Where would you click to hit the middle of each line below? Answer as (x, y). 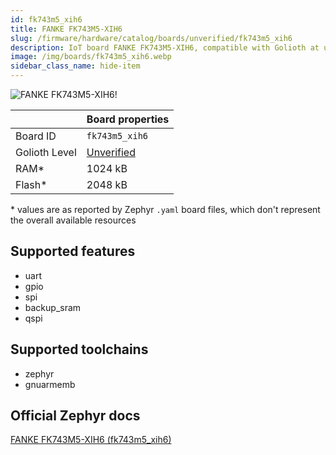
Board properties (128, 119)
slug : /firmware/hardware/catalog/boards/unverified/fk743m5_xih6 (151, 38)
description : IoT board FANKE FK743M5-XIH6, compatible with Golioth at (165, 47)
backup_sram (53, 307)
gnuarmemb (50, 384)
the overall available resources (73, 220)
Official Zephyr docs (75, 416)
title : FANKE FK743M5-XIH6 (66, 29)
